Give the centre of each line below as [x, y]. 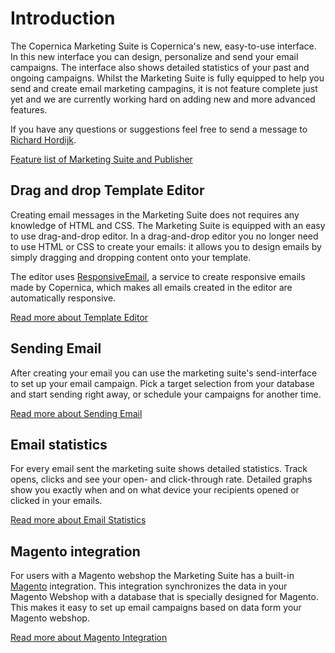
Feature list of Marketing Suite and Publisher [101, 159]
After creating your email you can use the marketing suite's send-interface [164, 373]
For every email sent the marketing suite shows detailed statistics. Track [159, 469]
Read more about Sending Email [76, 413]
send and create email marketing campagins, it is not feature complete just [164, 88]
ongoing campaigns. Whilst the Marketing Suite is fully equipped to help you [167, 78]
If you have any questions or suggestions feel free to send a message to [159, 129]
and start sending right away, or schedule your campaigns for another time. [166, 394]
